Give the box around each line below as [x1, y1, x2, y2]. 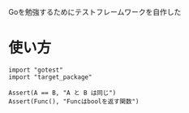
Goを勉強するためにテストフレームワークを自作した [8, 7, 182, 16]
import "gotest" [8, 66, 63, 74]
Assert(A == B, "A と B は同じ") [8, 89, 117, 97]
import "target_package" [8, 72, 92, 81]
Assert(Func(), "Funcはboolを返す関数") [8, 97, 140, 106]
